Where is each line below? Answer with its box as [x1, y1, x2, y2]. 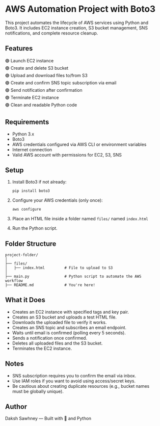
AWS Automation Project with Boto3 [5, 3, 156, 15]
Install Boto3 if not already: [12, 179, 67, 185]
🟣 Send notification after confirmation [5, 87, 82, 93]
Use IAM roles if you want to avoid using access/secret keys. [12, 378, 136, 384]
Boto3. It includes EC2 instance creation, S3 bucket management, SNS [5, 25, 148, 30]
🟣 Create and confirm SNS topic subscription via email [5, 80, 117, 85]
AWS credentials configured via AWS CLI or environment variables [12, 141, 147, 147]
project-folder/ [5, 252, 38, 257]
